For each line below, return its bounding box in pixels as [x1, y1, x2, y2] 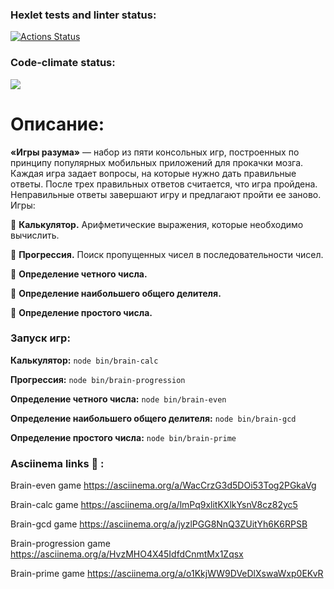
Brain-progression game [10, 538, 111, 550]
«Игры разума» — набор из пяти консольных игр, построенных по [10, 146, 300, 158]
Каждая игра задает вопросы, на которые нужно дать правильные [10, 167, 297, 179]
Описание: [10, 113, 105, 135]
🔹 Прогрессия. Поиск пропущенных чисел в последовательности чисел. [10, 248, 324, 260]
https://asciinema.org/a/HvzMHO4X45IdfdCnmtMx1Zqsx [10, 548, 244, 560]
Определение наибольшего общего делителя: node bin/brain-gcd [10, 412, 297, 424]
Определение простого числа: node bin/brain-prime [10, 431, 237, 443]
